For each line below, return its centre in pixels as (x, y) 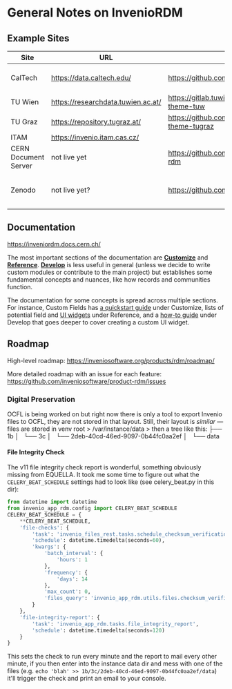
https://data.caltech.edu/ (91, 78)
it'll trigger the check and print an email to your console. (87, 679)
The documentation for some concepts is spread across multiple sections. (113, 300)
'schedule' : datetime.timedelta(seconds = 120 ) (99, 630)
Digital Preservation (41, 399)
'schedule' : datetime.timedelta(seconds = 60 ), (99, 541)
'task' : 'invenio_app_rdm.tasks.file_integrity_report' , (115, 624)
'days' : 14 (72, 579)
